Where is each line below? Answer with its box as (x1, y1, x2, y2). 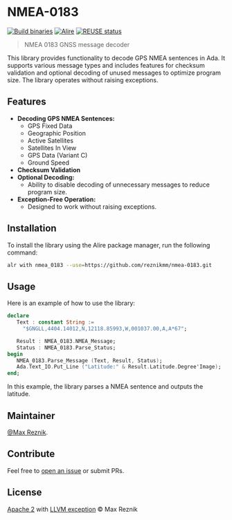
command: (7, 248, 38, 257)
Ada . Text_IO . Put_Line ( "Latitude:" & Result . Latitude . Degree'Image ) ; (16, 364, 222, 371)
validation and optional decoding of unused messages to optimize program (7, 68, 222, 77)
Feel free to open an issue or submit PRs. (7, 466, 125, 474)
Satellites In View (27, 143, 77, 152)
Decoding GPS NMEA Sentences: (17, 114, 115, 122)
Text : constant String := (16, 319, 95, 326)
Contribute (7, 448, 55, 460)
